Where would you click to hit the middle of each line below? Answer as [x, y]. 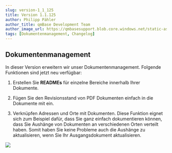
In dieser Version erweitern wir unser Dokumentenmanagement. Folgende [83, 67]
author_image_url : [25, 29]
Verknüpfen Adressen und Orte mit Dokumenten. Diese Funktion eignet [88, 113]
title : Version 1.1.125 [31, 15]
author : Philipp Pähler [31, 20]
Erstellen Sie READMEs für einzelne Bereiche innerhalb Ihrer [77, 82]
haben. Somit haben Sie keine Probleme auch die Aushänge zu [79, 129]
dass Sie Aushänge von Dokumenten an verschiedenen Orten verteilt [85, 124]
